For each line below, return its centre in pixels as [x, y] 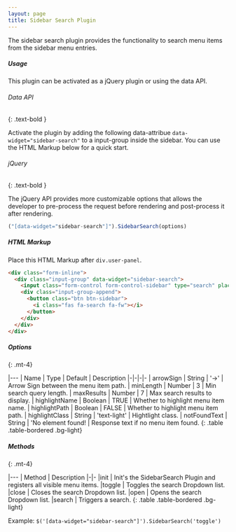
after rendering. [30, 213]
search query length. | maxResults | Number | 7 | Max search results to [110, 393]
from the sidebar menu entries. [53, 48]
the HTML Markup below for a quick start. [68, 147]
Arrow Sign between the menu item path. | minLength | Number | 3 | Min [112, 386]
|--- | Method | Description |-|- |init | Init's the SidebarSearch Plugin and [112, 477]
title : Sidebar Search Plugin [52, 20]
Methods [21, 447]
